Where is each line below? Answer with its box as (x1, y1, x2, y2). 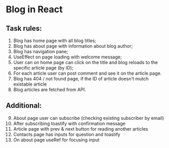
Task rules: (6, 24, 43, 33)
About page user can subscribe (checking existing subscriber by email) (13, 115, 164, 121)
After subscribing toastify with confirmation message (13, 120, 126, 126)
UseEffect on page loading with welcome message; (13, 54, 122, 60)
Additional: (6, 101, 42, 110)
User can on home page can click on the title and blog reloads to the (13, 59, 158, 65)
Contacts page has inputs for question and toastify (13, 131, 121, 137)
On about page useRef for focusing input (13, 137, 99, 143)
